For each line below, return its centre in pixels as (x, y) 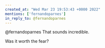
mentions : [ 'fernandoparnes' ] (36, 14)
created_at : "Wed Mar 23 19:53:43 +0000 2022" (53, 9)
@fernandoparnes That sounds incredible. (47, 32)
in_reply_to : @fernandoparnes (36, 18)
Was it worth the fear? (27, 41)
